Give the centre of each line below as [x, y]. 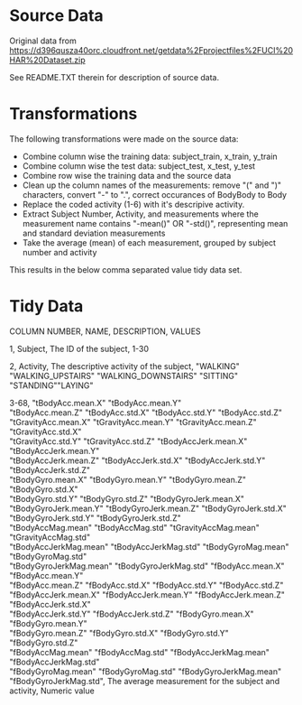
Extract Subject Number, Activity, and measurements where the [140, 214]
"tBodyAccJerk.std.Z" [50, 469]
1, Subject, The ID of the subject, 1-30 [79, 348]
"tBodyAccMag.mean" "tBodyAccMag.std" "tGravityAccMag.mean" [134, 527]
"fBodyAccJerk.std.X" [50, 604]
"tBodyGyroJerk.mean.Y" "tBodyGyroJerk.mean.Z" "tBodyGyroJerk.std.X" [148, 508]
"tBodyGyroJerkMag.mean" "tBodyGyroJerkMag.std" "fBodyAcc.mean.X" [147, 566]
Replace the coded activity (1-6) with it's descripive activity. [133, 204]
